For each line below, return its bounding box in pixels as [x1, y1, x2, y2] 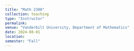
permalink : [5, 20, 27, 26]
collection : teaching [5, 12, 49, 17]
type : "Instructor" [5, 16, 45, 21]
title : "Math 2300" [5, 7, 45, 12]
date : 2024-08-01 [5, 30, 40, 34]
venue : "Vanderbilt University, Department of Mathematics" [5, 25, 130, 30]
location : [5, 34, 25, 39]
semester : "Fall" [5, 39, 40, 44]
